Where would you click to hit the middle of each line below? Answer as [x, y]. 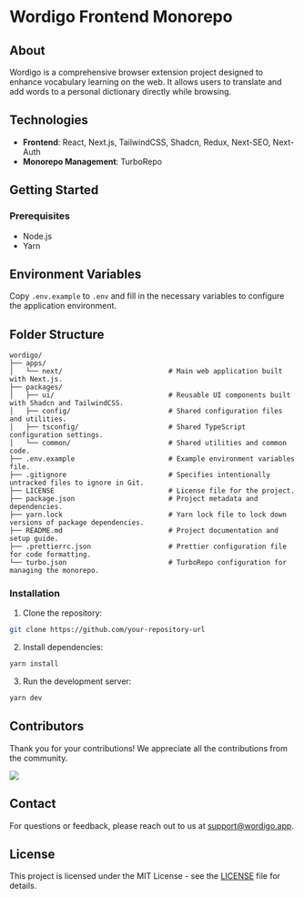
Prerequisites [40, 216]
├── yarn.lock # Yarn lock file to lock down [148, 515]
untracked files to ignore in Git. [77, 483]
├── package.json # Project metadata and [134, 499]
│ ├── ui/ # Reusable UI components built [150, 395]
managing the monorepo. [55, 571]
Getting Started [54, 190]
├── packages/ [36, 388]
